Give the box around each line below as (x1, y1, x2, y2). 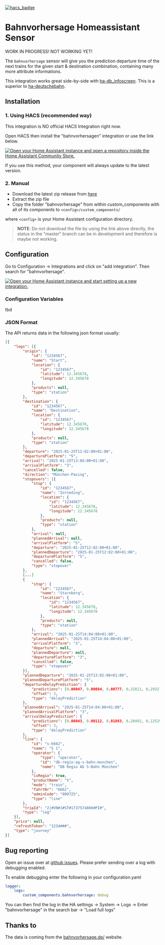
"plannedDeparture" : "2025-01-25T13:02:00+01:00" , (23, 673, 129, 678)
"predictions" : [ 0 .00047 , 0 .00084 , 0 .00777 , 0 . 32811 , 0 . (31, 687, 151, 692)
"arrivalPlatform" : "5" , (31, 540, 82, 545)
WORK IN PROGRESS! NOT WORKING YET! (5, 48, 92, 54)
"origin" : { (23, 349, 48, 354)
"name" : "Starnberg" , (40, 591, 84, 596)
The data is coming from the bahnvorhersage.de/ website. (5, 934, 123, 940)
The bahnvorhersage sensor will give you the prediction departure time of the (5, 58, 160, 64)
